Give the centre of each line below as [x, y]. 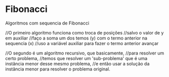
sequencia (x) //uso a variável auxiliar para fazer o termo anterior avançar [82, 43]
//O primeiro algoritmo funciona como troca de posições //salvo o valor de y [85, 32]
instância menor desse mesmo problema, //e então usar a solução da [77, 63]
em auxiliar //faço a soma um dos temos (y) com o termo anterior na [76, 38]
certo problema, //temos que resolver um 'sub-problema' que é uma [76, 58]
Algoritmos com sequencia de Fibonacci [47, 23]
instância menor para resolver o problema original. [58, 69]
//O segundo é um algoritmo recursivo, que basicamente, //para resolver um [85, 53]
